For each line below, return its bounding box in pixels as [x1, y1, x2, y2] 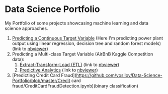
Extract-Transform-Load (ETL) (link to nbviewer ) [19, 61, 120, 67]
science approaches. [5, 25, 48, 31]
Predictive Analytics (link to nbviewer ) [19, 66, 99, 73]
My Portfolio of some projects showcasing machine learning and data [5, 20, 149, 26]
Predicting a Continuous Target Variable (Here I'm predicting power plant [12, 35, 163, 41]
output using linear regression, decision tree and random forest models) [12, 40, 161, 46]
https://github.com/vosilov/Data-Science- [76, 72, 163, 78]
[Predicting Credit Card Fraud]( [12, 72, 76, 78]
